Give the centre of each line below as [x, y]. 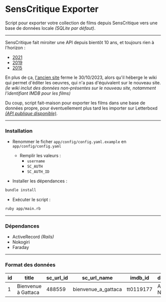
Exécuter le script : [31, 200]
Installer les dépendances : [40, 181]
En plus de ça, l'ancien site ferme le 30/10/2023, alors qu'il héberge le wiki [81, 77]
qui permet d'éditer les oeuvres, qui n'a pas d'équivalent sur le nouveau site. [83, 82]
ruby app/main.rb [23, 209]
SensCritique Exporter [52, 9]
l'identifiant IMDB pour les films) [38, 93]
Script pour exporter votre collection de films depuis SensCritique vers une [82, 23]
